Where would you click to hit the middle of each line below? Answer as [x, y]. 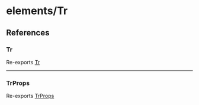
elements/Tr [37, 11]
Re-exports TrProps [30, 96]
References [28, 33]
